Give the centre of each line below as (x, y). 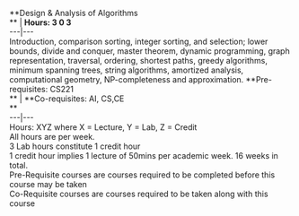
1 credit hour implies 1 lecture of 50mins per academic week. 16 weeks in (144, 156)
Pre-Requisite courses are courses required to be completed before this (142, 175)
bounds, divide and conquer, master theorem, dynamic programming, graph (149, 51)
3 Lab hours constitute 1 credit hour (75, 146)
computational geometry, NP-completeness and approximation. (127, 79)
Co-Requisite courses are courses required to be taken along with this (139, 194)
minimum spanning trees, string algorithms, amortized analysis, (127, 70)
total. (19, 165)
